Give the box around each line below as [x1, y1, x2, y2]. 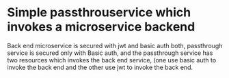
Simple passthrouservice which [7, 5, 191, 20]
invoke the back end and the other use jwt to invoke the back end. [7, 63, 193, 71]
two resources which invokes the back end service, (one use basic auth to [7, 56, 217, 64]
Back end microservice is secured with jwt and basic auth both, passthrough [7, 41, 223, 50]
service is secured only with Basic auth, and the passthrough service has [7, 49, 213, 57]
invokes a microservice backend [7, 19, 196, 35]
